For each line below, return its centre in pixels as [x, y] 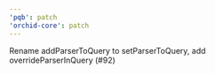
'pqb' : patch [33, 17]
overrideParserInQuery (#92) [62, 60]
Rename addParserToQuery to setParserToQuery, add [107, 50]
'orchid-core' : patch [49, 26]
